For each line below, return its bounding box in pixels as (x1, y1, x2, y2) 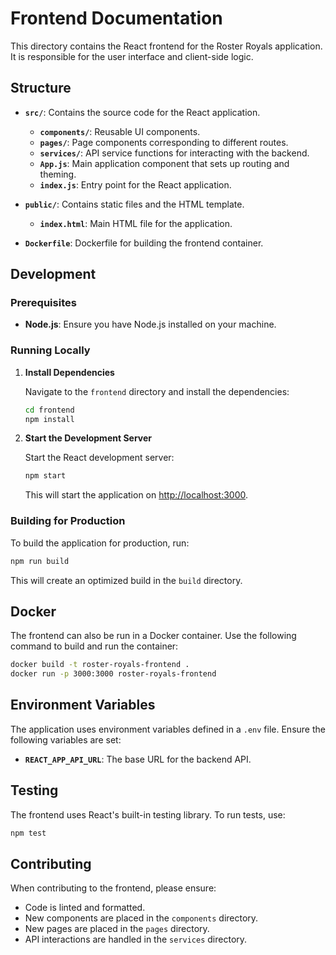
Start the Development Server (24, 432, 153, 444)
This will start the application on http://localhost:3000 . (24, 489, 249, 501)
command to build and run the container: (10, 640, 179, 652)
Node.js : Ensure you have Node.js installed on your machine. (24, 318, 277, 331)
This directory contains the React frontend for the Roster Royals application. (10, 40, 323, 52)
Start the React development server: (24, 452, 175, 464)
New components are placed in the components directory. (24, 912, 259, 924)
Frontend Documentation (10, 7, 223, 30)
